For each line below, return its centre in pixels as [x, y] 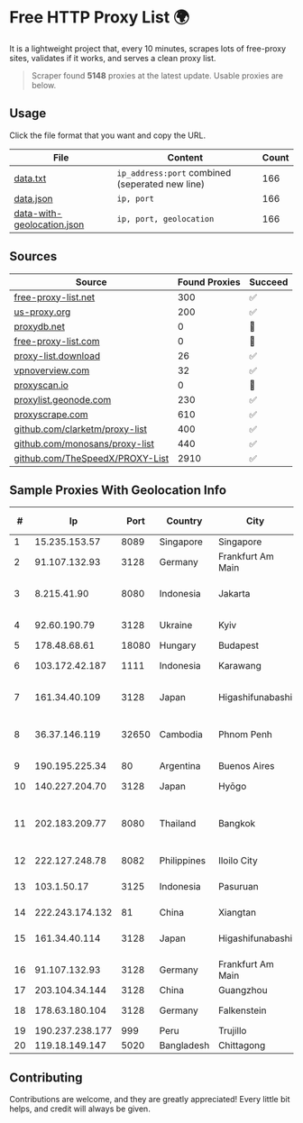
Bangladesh [184, 1045]
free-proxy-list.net [55, 297]
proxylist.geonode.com [63, 399]
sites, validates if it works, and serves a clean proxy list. [113, 58]
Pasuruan [238, 887]
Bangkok [237, 824]
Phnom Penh [245, 735]
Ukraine [176, 625]
